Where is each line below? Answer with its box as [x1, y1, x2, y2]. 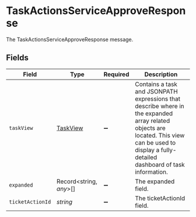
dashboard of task [135, 160, 185, 168]
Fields [6, 53, 29, 63]
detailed [135, 153, 157, 161]
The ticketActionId [135, 194, 185, 202]
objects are [135, 124, 166, 132]
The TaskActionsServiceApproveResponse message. [6, 36, 134, 43]
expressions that [135, 95, 181, 103]
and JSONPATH [135, 87, 178, 95]
